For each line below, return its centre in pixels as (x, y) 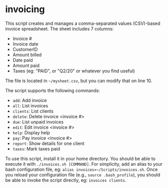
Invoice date (26, 44)
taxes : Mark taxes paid (36, 148)
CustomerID (25, 49)
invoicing (25, 9)
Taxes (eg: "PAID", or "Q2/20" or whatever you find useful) (74, 71)
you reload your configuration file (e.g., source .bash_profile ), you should (83, 175)
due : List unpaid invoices (38, 122)
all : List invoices (30, 105)
